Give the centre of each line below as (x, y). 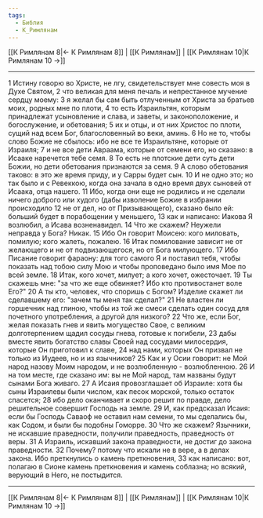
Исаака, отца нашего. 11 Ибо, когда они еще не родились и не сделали (126, 192)
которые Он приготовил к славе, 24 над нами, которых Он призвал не (125, 350)
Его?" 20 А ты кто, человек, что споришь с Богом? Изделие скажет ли (126, 292)
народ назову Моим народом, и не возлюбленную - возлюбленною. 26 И (131, 367)
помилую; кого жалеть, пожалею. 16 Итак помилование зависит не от (126, 242)
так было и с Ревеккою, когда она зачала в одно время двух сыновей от (130, 183)
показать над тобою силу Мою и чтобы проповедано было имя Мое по (127, 267)
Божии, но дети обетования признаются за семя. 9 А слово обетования (128, 166)
